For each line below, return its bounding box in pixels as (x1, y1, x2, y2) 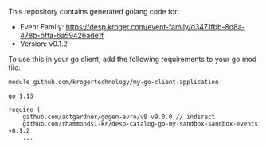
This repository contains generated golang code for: (8, 7, 180, 16)
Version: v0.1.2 (19, 39, 68, 48)
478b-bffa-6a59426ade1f (19, 31, 104, 40)
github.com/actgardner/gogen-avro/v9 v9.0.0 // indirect (22, 113, 216, 121)
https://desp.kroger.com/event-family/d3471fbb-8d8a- (65, 22, 245, 31)
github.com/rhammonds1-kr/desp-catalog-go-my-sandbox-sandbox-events (22, 120, 259, 128)
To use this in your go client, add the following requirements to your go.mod (8, 55, 257, 64)
